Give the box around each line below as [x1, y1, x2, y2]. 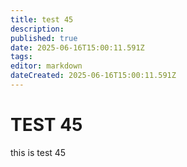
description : [10, 24, 65, 34]
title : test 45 [10, 14, 74, 25]
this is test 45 [10, 146, 67, 158]
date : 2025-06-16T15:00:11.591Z [10, 42, 145, 53]
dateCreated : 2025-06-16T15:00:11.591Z [10, 71, 177, 81]
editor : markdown [10, 61, 83, 71]
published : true [10, 33, 78, 43]
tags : [10, 52, 33, 62]
